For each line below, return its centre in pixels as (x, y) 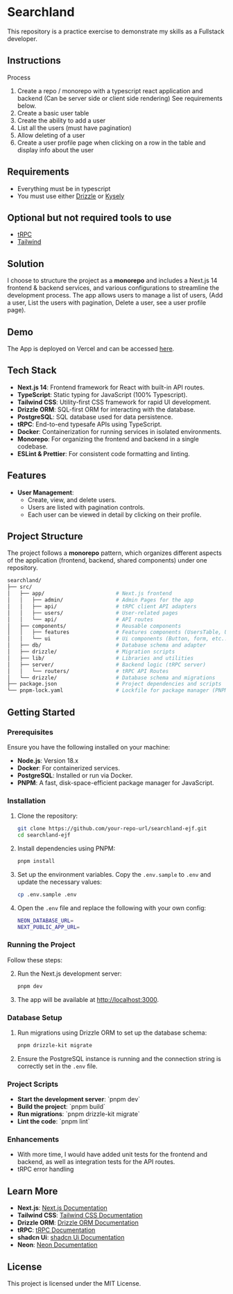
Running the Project (41, 945)
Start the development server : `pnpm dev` (79, 1099)
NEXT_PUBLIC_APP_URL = (48, 927)
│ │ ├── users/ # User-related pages (93, 613)
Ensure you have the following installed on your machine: (89, 747)
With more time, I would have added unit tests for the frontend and (112, 1154)
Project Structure (45, 536)
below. (27, 106)
